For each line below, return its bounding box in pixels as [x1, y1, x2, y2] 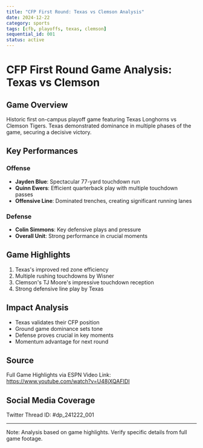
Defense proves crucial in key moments [14, 331, 114, 339]
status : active [6, 37, 45, 43]
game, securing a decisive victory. [6, 129, 92, 136]
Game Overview [6, 100, 68, 110]
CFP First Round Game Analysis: [6, 63, 172, 77]
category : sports [6, 20, 50, 26]
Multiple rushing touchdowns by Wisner [14, 272, 115, 280]
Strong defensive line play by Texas [14, 285, 104, 292]
